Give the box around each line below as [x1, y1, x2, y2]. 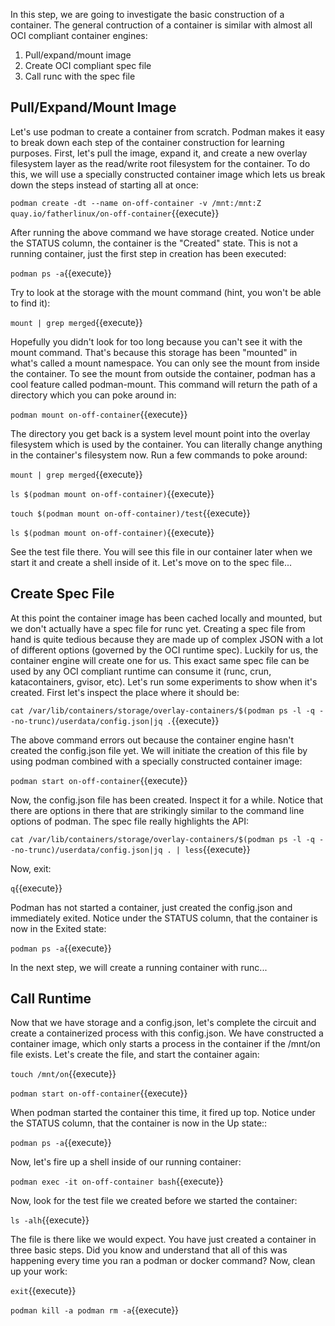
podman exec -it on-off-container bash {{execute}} [10, 1175, 224, 1188]
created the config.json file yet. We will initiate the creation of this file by [10, 744, 308, 756]
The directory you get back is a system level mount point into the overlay [10, 427, 311, 439]
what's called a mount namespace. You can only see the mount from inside [10, 357, 320, 369]
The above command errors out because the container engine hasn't [10, 734, 295, 746]
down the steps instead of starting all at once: [10, 179, 199, 191]
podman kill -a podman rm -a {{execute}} [10, 1304, 180, 1316]
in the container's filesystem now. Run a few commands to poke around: [10, 449, 308, 461]
